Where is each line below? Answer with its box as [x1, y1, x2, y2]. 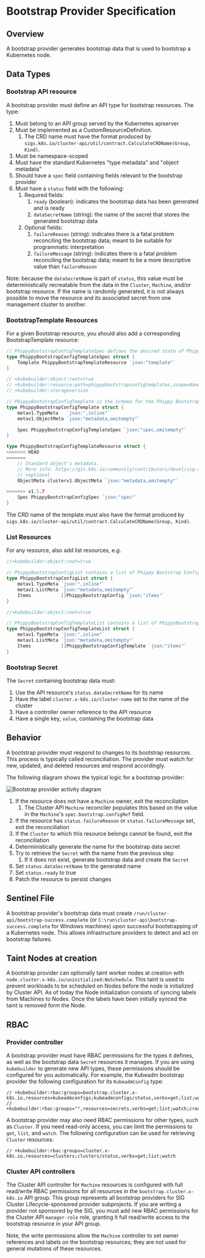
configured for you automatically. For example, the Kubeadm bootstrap [6, 1071, 184, 1079]
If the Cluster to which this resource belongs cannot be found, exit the [15, 830, 193, 837]
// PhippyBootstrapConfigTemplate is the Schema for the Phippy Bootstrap [6, 399, 201, 405]
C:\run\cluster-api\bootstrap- [98, 917, 178, 923]
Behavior [6, 732, 41, 743]
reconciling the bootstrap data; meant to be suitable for [33, 237, 173, 244]
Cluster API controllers [6, 1167, 75, 1175]
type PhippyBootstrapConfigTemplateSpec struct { [6, 354, 135, 360]
